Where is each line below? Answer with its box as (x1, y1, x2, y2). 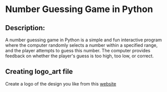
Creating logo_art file (5, 67, 73, 76)
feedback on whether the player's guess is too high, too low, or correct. (5, 53, 154, 59)
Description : (5, 24, 45, 32)
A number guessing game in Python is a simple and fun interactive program (5, 37, 162, 43)
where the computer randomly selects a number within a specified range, (5, 42, 158, 48)
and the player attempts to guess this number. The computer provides (5, 48, 150, 53)
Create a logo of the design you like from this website (5, 80, 117, 86)
